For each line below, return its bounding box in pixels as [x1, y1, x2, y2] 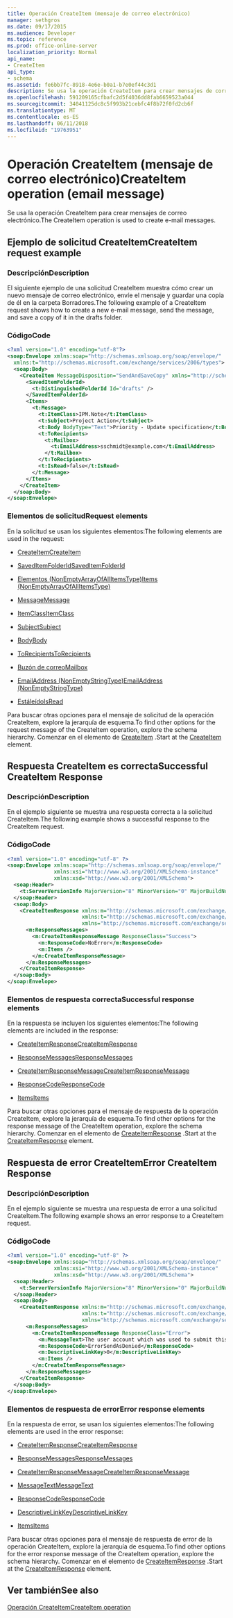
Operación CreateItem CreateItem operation [7, 1603, 132, 1611]
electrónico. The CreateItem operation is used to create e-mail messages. [7, 216, 216, 224]
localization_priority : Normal [7, 49, 98, 56]
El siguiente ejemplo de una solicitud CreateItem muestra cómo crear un [7, 284, 214, 292]
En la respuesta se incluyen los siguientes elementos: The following [7, 1019, 198, 1028]
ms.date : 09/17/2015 [7, 23, 67, 30]
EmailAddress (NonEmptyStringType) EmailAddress [17, 676, 163, 685]
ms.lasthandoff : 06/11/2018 [7, 119, 89, 127]
